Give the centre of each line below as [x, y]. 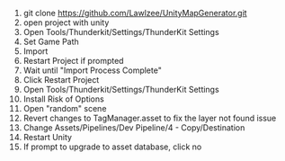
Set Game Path [51, 41]
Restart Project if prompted [73, 61]
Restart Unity [48, 137]
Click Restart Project [61, 80]
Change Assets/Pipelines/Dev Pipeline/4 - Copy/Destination [134, 128]
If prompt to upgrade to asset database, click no [112, 147]
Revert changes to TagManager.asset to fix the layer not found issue [150, 118]
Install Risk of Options [63, 99]
